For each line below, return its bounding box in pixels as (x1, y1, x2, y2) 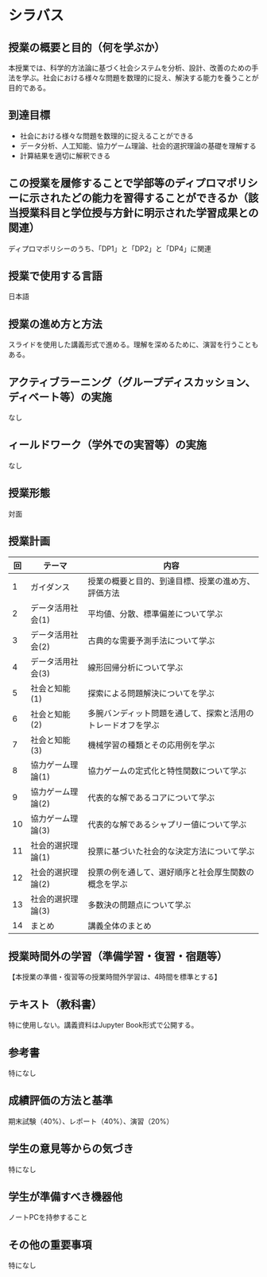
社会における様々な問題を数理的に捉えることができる (19, 131, 195, 141)
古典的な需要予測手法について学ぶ (87, 635, 215, 646)
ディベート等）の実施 (8, 390, 113, 404)
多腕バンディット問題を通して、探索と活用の (87, 707, 254, 718)
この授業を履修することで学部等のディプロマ (8, 176, 226, 190)
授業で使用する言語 (8, 269, 103, 283)
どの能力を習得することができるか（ (70, 192, 249, 205)
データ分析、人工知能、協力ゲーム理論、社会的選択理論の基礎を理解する (19, 141, 257, 150)
